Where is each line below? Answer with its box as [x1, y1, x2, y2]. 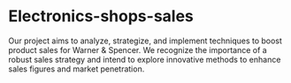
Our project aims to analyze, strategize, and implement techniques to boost [8, 35, 282, 46]
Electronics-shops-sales [8, 6, 194, 26]
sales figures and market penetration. [8, 64, 145, 74]
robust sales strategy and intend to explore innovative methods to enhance [8, 54, 281, 64]
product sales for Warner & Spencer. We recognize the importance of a [8, 44, 267, 55]
